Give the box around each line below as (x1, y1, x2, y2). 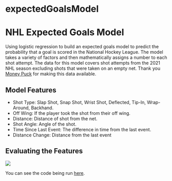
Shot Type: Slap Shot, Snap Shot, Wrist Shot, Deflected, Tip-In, (12, 99, 146, 105)
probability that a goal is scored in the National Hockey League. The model (5, 49, 163, 55)
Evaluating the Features (5, 147, 83, 155)
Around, (12, 105, 30, 111)
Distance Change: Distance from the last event (12, 132, 112, 138)
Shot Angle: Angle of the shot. (12, 121, 77, 127)
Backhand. (30, 105, 54, 111)
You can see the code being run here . (5, 170, 85, 176)
